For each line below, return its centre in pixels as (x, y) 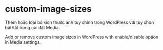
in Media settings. (23, 42)
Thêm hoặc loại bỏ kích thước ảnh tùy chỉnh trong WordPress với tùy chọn (80, 22)
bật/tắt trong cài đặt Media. (32, 27)
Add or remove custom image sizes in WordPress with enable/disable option (82, 37)
